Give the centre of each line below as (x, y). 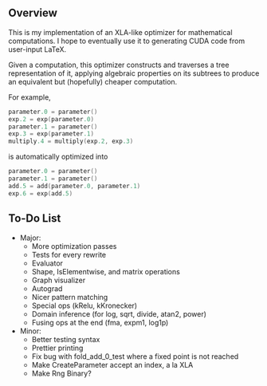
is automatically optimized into (58, 157)
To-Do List (35, 219)
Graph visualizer (59, 280)
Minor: (30, 331)
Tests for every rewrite (69, 254)
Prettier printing (57, 348)
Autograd (47, 288)
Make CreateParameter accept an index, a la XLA (112, 364)
